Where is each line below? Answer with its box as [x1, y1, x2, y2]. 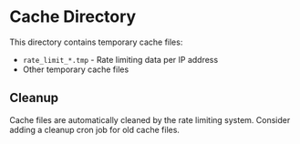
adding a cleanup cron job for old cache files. [9, 124, 181, 135]
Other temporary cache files [22, 64, 129, 75]
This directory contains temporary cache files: [9, 36, 183, 47]
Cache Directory [9, 6, 137, 27]
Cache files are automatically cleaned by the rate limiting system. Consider [9, 114, 291, 125]
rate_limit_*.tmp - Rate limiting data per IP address [22, 54, 219, 65]
